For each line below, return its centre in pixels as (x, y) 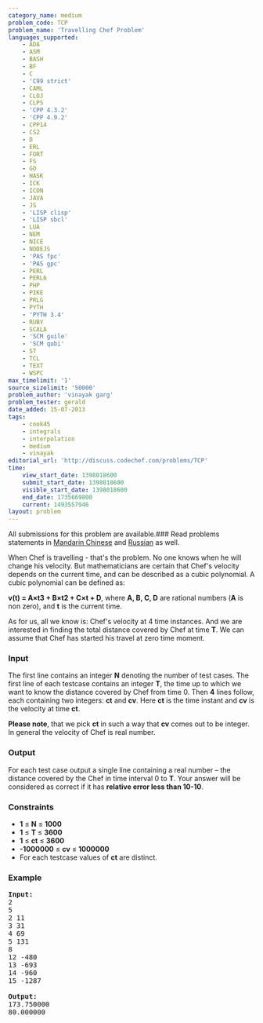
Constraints (31, 807)
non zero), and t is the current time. (65, 606)
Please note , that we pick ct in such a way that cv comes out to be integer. (129, 724)
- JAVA (33, 198)
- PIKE (33, 293)
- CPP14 (34, 125)
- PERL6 (34, 278)
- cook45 (36, 424)
